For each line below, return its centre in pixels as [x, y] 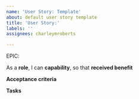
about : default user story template [52, 17]
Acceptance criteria [31, 79]
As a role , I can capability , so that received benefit [69, 68]
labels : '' [20, 28]
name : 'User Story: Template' [44, 12]
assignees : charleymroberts [41, 34]
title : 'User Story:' [33, 23]
